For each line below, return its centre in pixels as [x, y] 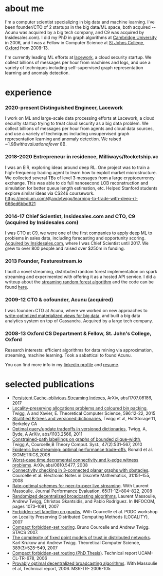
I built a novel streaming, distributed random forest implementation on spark [81, 272]
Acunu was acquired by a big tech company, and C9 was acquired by [75, 32]
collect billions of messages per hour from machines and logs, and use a [78, 62]
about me [25, 9]
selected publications [50, 384]
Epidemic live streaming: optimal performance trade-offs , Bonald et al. [82, 449]
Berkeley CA [25, 424]
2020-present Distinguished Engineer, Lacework [64, 108]
